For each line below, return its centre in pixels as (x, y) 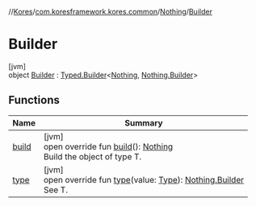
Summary (144, 122)
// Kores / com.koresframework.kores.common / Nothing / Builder (110, 12)
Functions (34, 100)
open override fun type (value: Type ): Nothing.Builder (144, 179)
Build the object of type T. (92, 156)
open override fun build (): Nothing (108, 146)
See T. (56, 190)
